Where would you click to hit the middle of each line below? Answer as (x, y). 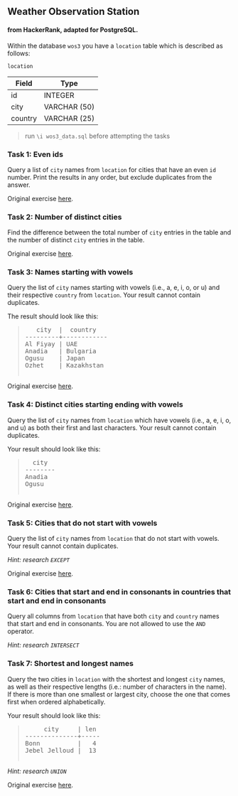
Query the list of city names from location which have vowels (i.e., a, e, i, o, (119, 420)
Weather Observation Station (74, 12)
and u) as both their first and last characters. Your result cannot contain (112, 427)
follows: (19, 53)
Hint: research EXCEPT (39, 560)
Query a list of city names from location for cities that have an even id (112, 169)
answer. (19, 185)
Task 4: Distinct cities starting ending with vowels (95, 404)
